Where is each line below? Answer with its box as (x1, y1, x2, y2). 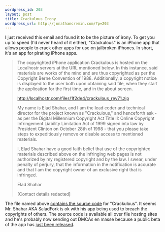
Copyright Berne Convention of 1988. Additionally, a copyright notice (17, 75, 157, 81)
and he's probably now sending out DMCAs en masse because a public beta (5, 216, 161, 222)
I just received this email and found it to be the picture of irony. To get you (5, 34, 155, 40)
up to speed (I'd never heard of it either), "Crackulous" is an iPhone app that (5, 40, 160, 46)
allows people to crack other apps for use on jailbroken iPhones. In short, (5, 45, 154, 51)
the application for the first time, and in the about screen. (17, 86, 133, 92)
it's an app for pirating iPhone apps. (5, 50, 78, 56)
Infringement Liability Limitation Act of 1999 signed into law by (17, 121, 144, 127)
